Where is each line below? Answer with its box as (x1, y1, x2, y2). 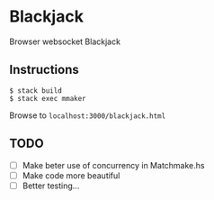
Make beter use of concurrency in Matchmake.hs (22, 159, 205, 170)
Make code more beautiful (22, 169, 120, 181)
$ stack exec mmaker (9, 94, 87, 103)
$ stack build (9, 86, 63, 95)
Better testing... (22, 180, 80, 191)
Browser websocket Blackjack (9, 36, 121, 47)
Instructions (9, 62, 79, 77)
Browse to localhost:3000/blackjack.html (9, 110, 166, 121)
